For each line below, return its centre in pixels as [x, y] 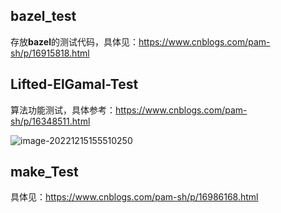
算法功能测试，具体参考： [63, 110]
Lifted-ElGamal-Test [74, 84]
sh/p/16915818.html [50, 53]
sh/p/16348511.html [50, 121]
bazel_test [43, 16]
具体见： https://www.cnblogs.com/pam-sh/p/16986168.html [134, 197]
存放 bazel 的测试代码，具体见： [74, 41]
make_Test [44, 172]
